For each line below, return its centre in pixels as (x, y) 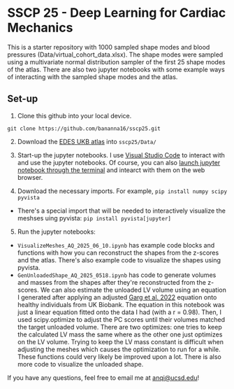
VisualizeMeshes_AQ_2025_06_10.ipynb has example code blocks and (116, 245)
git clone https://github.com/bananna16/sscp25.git (84, 128)
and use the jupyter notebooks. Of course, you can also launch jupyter (119, 162)
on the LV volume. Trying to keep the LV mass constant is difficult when (120, 341)
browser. (30, 177)
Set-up (23, 99)
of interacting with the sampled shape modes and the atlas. (93, 77)
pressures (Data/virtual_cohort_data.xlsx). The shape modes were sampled (115, 55)
